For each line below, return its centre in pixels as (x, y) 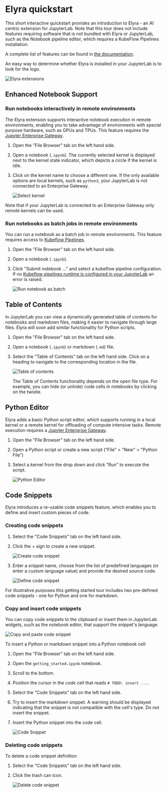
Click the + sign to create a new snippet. (54, 546)
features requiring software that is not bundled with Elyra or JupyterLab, (79, 33)
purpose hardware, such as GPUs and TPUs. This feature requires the (77, 130)
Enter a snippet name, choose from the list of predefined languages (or (85, 565)
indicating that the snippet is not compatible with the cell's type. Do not (86, 707)
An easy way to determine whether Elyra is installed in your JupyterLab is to (83, 63)
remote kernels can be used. (34, 210)
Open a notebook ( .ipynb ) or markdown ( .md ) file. (63, 346)
